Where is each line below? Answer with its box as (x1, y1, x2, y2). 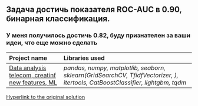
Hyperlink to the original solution (6, 93, 85, 100)
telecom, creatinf (9, 71, 56, 79)
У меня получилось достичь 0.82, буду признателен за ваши (6, 32, 191, 40)
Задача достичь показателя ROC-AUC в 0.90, (6, 5, 182, 15)
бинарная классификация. (6, 14, 110, 24)
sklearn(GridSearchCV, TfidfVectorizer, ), (64, 71, 179, 79)
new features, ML (9, 78, 58, 87)
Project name (9, 54, 48, 62)
